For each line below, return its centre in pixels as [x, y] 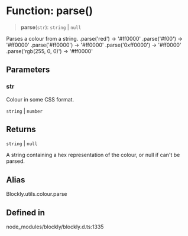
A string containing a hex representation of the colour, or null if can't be [93, 155]
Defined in [26, 213]
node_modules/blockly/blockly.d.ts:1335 [55, 227]
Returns [21, 130]
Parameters [28, 70]
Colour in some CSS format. [40, 99]
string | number [25, 111]
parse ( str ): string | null [51, 27]
